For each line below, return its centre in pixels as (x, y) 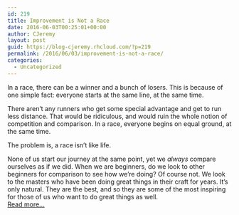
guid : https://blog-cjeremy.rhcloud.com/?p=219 (79, 47)
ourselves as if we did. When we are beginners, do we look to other (106, 166)
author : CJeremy (31, 34)
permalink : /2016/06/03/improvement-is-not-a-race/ (85, 54)
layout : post (27, 41)
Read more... (26, 204)
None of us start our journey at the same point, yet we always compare (112, 159)
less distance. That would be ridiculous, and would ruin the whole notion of (117, 116)
